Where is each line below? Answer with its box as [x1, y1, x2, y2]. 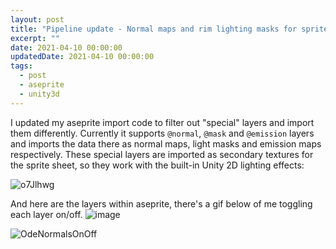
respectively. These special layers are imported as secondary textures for [10, 148, 314, 160]
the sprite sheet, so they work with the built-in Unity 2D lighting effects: [10, 159, 305, 171]
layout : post [10, 14, 65, 25]
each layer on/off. [10, 208, 83, 220]
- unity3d [19, 89, 60, 99]
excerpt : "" [10, 33, 60, 43]
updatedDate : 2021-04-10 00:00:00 [10, 52, 155, 62]
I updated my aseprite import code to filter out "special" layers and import [10, 116, 315, 128]
